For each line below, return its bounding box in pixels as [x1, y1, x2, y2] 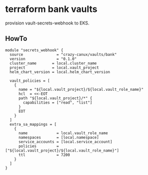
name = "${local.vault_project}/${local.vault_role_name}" [18, 87, 144, 92]
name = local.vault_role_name [18, 131, 108, 136]
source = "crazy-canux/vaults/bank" [9, 52, 117, 57]
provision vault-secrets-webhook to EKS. [5, 20, 90, 26]
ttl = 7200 [18, 152, 70, 158]
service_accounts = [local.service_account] [18, 139, 113, 144]
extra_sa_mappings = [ [9, 122, 57, 127]
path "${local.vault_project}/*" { [18, 96, 93, 101]
